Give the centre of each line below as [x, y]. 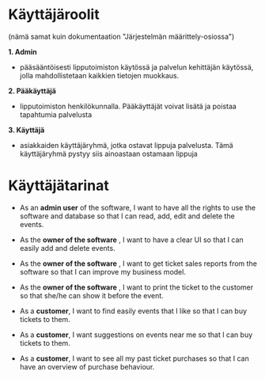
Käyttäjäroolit [54, 15]
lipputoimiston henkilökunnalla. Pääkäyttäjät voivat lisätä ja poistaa [128, 106]
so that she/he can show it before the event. [91, 295]
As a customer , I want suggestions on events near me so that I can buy [136, 335]
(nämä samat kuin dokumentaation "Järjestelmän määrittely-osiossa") [121, 36]
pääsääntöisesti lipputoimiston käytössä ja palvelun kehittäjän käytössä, [136, 67]
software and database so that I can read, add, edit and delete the [127, 216]
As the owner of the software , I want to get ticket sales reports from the [138, 263]
